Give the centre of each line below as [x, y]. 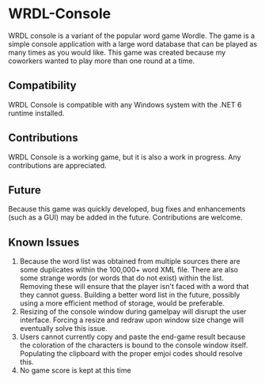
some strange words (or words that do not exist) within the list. [121, 278]
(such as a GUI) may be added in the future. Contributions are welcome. [125, 217]
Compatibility [42, 86]
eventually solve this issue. [64, 329]
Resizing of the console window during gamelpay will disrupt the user [133, 312]
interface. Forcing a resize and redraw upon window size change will [131, 320]
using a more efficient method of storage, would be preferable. [122, 303]
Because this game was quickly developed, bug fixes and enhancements [127, 209]
